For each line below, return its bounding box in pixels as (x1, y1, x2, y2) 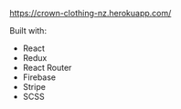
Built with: (9, 25, 48, 35)
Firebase (22, 72, 57, 83)
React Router (22, 63, 72, 73)
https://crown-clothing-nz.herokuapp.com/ (9, 8, 172, 18)
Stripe (22, 82, 46, 92)
